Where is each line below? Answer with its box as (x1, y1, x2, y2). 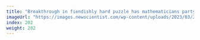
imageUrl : (6, 14, 31, 20)
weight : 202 (6, 25, 36, 31)
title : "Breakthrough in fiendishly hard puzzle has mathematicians (6, 8, 180, 15)
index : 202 (6, 19, 33, 25)
